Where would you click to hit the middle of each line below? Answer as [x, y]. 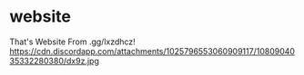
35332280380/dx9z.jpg [55, 61]
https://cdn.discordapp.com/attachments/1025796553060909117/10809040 [152, 51]
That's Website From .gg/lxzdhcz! [73, 42]
